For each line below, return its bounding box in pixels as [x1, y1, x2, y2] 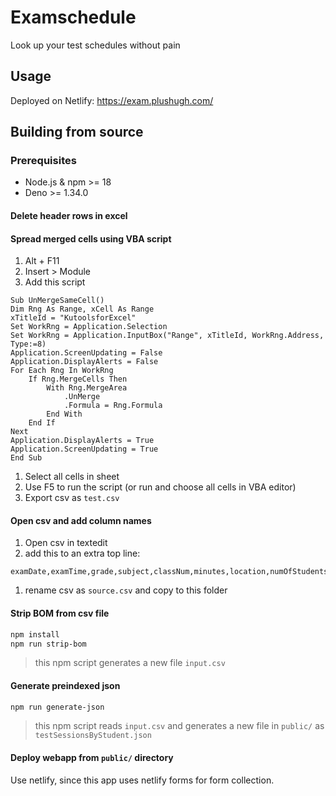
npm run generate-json [10, 702, 105, 712]
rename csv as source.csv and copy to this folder [24, 584, 228, 596]
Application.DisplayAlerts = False [10, 357, 159, 367]
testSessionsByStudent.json [34, 731, 152, 741]
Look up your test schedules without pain [10, 39, 181, 51]
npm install [10, 629, 60, 640]
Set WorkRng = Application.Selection [10, 322, 168, 332]
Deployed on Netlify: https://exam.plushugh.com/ [10, 94, 214, 106]
